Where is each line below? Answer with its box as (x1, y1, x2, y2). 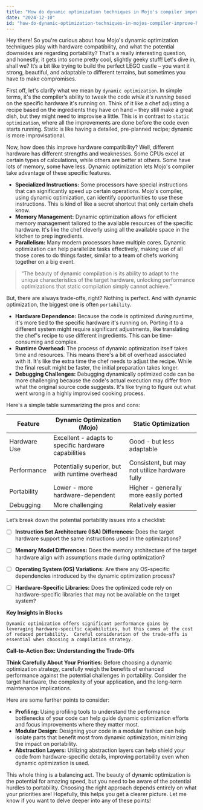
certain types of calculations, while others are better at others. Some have (6, 157, 191, 164)
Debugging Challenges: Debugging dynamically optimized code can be (14, 370, 195, 378)
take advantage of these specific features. (6, 169, 112, 177)
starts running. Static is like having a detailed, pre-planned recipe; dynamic (6, 125, 193, 133)
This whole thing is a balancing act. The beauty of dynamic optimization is (6, 771, 192, 778)
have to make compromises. (6, 75, 77, 82)
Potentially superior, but (53, 462, 121, 471)
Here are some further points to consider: (6, 696, 110, 704)
